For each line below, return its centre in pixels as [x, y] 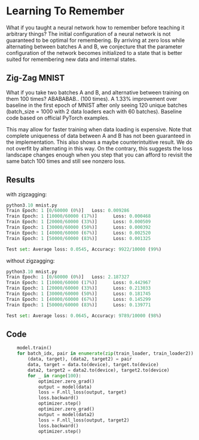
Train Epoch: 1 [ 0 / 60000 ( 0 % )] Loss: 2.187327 [68, 277]
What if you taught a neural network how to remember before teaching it [95, 27]
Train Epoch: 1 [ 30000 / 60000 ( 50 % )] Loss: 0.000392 [79, 227]
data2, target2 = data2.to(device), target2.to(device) [99, 370]
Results [21, 180]
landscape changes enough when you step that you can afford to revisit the [99, 155]
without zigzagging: [30, 260]
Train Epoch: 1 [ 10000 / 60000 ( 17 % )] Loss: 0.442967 [79, 283]
